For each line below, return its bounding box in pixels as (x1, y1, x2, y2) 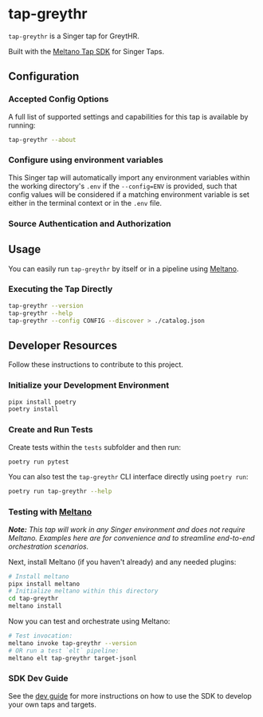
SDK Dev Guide (8, 673, 69, 684)
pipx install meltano (8, 580, 80, 588)
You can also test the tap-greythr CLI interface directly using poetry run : (8, 472, 249, 482)
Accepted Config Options (8, 93, 109, 104)
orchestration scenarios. (8, 542, 89, 551)
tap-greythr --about (8, 136, 77, 144)
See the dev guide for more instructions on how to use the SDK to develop (8, 691, 253, 700)
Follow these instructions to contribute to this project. (8, 360, 183, 369)
